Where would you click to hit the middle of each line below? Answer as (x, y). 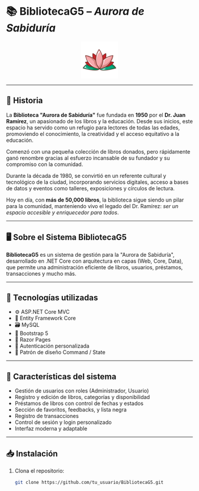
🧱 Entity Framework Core (45, 318)
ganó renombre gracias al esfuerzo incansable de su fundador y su (88, 158)
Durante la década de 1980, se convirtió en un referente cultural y (86, 176)
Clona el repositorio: (39, 471)
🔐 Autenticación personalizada (52, 346)
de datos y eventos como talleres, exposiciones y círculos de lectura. (90, 188)
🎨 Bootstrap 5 (31, 333)
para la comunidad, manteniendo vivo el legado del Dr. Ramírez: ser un (92, 206)
